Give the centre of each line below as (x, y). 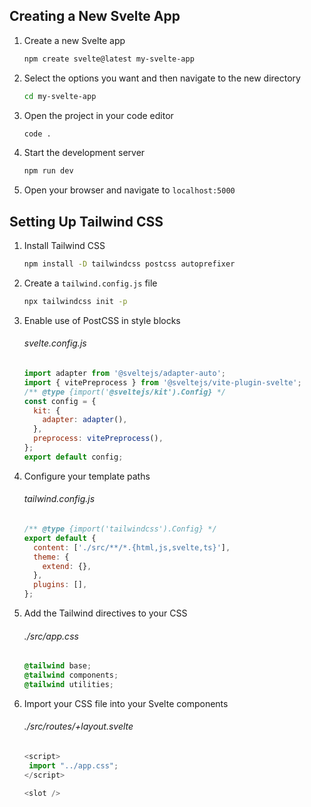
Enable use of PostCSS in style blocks (102, 320)
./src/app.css (51, 636)
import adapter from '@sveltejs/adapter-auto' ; (124, 374)
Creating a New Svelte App (95, 16)
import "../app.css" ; (73, 765)
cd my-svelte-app (60, 96)
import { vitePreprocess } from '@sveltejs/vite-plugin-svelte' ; (162, 382)
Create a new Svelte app (74, 40)
